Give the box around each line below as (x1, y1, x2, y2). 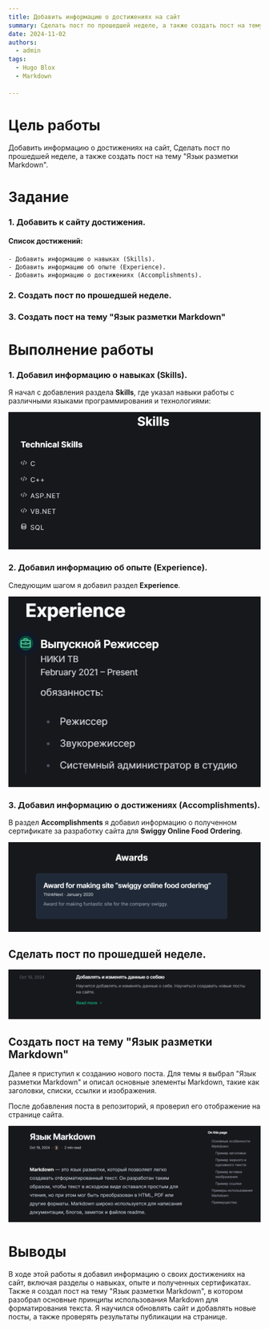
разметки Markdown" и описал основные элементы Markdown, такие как (8, 1077, 260, 1087)
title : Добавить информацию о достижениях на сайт (8, 13, 181, 21)
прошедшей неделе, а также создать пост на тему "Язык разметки (8, 151, 239, 160)
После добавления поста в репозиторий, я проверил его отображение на (8, 1101, 261, 1111)
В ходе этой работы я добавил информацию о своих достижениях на (8, 1270, 246, 1279)
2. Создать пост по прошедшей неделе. (8, 290, 172, 301)
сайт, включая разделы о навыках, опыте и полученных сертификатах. (8, 1278, 251, 1287)
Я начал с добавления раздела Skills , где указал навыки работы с (8, 387, 235, 397)
